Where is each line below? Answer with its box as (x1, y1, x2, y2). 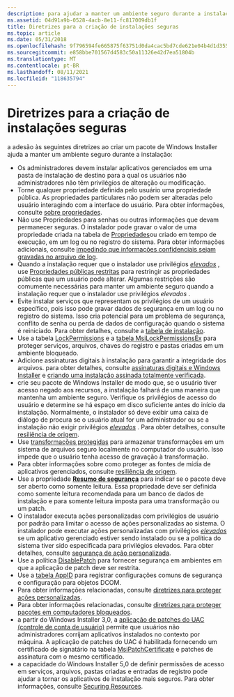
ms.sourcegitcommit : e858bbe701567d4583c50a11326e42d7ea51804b (7, 49, 195, 56)
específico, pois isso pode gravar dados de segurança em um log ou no (17, 305, 224, 313)
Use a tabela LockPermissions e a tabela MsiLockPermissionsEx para (17, 334, 217, 342)
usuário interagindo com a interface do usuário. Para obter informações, (17, 201, 225, 209)
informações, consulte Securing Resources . (17, 682, 143, 691)
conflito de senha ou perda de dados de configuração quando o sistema (17, 319, 225, 328)
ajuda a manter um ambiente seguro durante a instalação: (7, 151, 173, 159)
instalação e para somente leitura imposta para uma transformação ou (17, 497, 219, 505)
